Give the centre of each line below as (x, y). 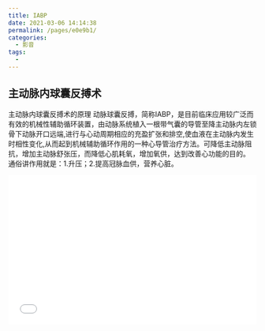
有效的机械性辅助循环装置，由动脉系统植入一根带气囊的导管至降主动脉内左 (129, 124)
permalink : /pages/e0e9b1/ (52, 30)
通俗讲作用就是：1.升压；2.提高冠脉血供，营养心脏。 (93, 164)
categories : (28, 38)
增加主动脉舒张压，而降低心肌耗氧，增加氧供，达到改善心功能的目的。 (136, 153)
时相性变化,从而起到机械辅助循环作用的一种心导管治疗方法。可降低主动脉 (127, 144)
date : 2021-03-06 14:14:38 (52, 23)
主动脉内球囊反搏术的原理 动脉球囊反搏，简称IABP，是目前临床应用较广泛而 (131, 114)
